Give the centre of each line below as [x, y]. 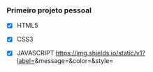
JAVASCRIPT [35, 53]
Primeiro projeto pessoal [49, 10]
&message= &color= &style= [74, 61]
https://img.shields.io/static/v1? [101, 53]
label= [26, 61]
